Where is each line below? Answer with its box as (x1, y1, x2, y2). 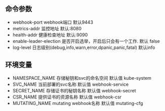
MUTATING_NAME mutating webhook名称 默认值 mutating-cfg (12, 100, 143, 106)
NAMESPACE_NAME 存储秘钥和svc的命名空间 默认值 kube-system (12, 75, 152, 81)
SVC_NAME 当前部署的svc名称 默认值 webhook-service (12, 81, 129, 87)
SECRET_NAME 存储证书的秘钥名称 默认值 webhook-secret (12, 87, 136, 93)
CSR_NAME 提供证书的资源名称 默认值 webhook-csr (12, 94, 122, 100)
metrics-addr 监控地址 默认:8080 (12, 25, 82, 31)
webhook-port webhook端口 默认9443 (12, 19, 94, 25)
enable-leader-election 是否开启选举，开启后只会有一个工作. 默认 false (12, 38, 160, 44)
